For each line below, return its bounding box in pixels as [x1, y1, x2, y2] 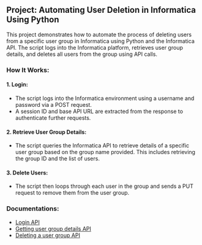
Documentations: [6, 204, 59, 213]
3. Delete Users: [6, 169, 48, 176]
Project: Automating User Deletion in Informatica [6, 5, 196, 15]
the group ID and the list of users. [15, 155, 100, 162]
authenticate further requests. [15, 114, 91, 122]
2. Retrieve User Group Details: [6, 128, 87, 136]
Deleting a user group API [15, 231, 81, 239]
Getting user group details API [15, 225, 92, 232]
